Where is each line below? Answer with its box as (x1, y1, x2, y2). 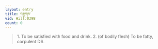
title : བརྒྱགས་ (5, 12, 32, 16)
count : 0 (5, 20, 23, 25)
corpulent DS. (16, 39, 45, 45)
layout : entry (5, 7, 34, 12)
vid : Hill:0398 (5, 16, 36, 21)
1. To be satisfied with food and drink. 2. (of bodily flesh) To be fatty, (16, 34, 154, 39)
